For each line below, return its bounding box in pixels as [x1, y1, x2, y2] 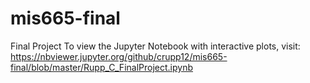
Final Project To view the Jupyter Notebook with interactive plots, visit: [10, 40, 301, 52]
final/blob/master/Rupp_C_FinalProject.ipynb [10, 61, 193, 73]
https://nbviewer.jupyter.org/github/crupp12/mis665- [10, 50, 228, 62]
